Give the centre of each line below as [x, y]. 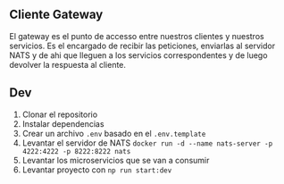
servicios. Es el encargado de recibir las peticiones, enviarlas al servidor [142, 46]
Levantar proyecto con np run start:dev [97, 170]
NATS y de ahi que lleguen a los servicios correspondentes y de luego [138, 55]
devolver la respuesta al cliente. [68, 64]
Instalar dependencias [63, 123]
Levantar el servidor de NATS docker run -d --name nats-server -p [147, 143]
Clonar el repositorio [60, 114]
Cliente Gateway [56, 15]
